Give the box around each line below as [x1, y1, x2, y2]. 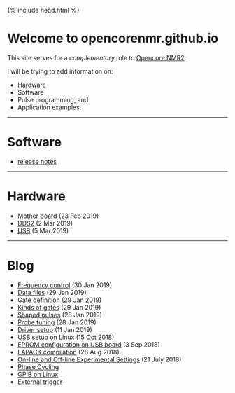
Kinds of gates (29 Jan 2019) [17, 303, 101, 311]
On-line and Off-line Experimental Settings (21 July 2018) [17, 355, 182, 364]
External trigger [17, 378, 63, 386]
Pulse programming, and [17, 95, 89, 104]
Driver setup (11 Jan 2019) [17, 325, 92, 333]
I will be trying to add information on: [7, 67, 113, 76]
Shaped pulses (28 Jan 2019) [17, 310, 103, 319]
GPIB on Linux [17, 370, 59, 378]
